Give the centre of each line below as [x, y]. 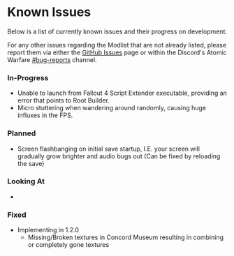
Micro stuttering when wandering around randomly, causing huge [112, 108]
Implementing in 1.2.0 [48, 230]
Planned [22, 133]
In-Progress [28, 77]
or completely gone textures [68, 245]
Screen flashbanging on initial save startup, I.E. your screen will [109, 149]
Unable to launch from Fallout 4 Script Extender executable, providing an [122, 93]
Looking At [26, 181]
